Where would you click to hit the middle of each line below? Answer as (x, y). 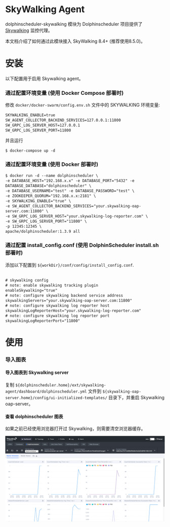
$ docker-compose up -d (30, 151)
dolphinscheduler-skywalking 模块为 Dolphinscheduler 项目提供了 (74, 24)
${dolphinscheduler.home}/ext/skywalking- (60, 385)
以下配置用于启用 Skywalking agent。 (44, 78)
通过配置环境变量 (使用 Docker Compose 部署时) (65, 93)
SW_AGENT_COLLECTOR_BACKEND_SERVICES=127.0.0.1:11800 (63, 120)
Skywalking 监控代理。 (29, 30)
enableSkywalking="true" (31, 290)
